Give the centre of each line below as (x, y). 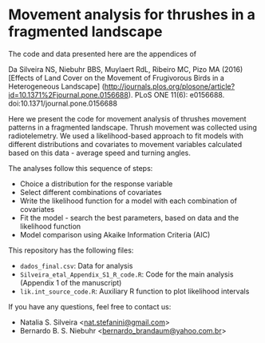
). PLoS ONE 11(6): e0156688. (176, 94)
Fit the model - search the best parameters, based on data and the (129, 217)
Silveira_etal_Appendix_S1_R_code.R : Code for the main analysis (127, 274)
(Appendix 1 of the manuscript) (71, 282)
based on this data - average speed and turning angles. (100, 153)
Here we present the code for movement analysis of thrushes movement (127, 118)
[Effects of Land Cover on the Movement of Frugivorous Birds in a (117, 78)
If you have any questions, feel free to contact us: (90, 306)
